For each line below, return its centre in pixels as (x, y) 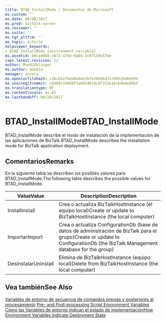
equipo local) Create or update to (96, 210)
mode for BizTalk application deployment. (47, 146)
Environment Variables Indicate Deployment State (56, 315)
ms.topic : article (24, 42)
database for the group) (86, 249)
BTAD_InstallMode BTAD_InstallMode (82, 121)
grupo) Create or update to (89, 237)
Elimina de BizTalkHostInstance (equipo (104, 257)
